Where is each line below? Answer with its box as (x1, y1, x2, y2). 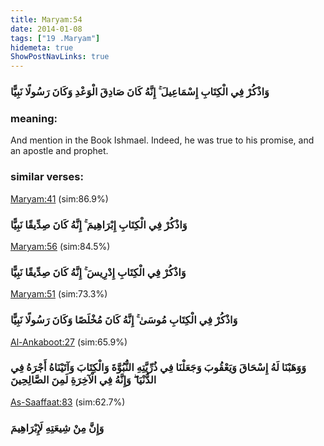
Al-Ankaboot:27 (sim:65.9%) (10, 336, 128, 348)
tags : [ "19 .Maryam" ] (10, 33, 101, 43)
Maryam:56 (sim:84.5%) (10, 240, 111, 252)
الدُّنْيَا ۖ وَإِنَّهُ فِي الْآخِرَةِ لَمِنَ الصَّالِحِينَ (10, 373, 157, 387)
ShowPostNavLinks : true (10, 52, 110, 62)
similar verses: (10, 170, 84, 184)
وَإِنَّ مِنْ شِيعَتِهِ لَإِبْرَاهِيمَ (10, 421, 105, 435)
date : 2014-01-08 (10, 24, 83, 34)
